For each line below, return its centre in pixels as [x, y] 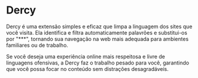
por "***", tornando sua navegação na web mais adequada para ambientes [98, 39]
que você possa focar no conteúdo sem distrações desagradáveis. [87, 69]
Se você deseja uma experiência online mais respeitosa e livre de [86, 56]
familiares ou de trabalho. [37, 45]
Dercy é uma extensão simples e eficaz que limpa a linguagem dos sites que [99, 26]
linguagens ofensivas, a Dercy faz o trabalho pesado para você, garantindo [98, 63]
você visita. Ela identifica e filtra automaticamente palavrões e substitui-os [97, 32]
